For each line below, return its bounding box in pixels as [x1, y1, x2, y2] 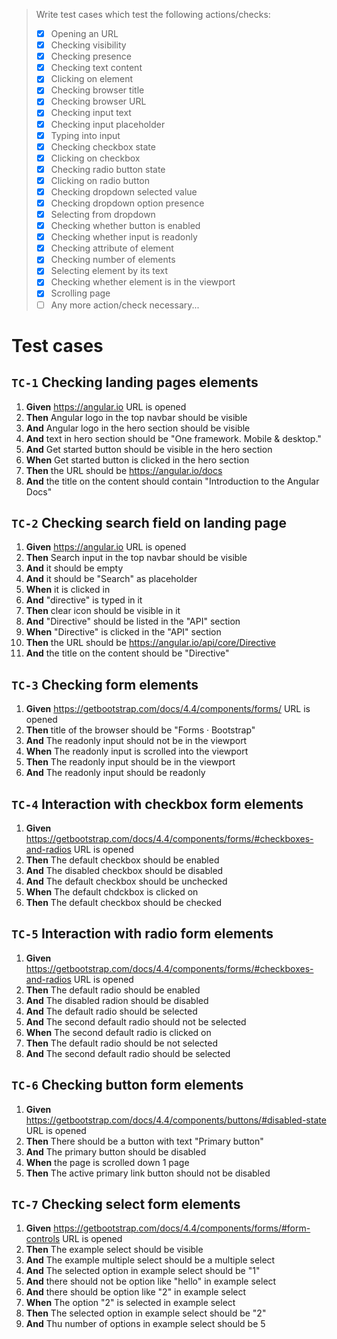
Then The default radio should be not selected [25, 1037, 219, 1049]
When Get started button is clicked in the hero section [25, 454, 250, 466]
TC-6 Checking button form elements [11, 1077, 244, 1094]
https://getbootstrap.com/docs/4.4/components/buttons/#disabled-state [25, 1114, 327, 1126]
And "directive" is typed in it [25, 594, 143, 606]
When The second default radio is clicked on [25, 1026, 212, 1038]
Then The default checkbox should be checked [25, 897, 223, 908]
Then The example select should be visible [25, 1244, 204, 1256]
